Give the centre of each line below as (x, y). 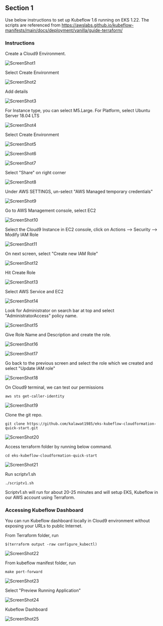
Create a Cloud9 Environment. (35, 54)
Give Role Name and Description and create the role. (58, 335)
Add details (17, 92)
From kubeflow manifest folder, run (40, 563)
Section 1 (19, 8)
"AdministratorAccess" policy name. (41, 316)
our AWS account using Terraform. (40, 498)
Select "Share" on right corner (35, 173)
